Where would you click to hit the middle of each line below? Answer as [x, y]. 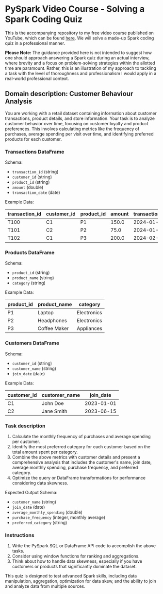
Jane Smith [54, 411]
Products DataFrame [30, 252]
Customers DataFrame [32, 343]
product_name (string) [33, 278]
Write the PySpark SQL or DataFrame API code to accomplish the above [84, 546]
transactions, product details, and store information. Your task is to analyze [80, 118]
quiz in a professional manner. [35, 43]
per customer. [26, 441]
